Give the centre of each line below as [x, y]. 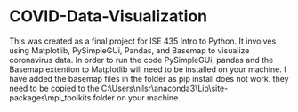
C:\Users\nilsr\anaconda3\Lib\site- [165, 88]
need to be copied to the [54, 88]
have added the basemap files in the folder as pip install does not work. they [149, 78]
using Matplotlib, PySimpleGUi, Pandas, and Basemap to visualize [129, 50]
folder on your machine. [137, 97]
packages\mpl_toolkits [50, 97]
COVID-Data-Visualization [108, 16]
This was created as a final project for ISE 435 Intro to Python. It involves [143, 41]
